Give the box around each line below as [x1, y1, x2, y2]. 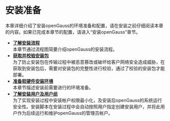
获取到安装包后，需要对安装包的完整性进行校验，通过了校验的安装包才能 [12, 65, 165, 71]
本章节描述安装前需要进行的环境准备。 [12, 84, 93, 90]
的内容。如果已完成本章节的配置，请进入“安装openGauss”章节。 [5, 29, 141, 35]
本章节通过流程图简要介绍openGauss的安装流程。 [12, 46, 117, 52]
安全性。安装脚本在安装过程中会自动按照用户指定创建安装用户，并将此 [12, 103, 161, 110]
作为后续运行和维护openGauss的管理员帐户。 [17, 110, 113, 116]
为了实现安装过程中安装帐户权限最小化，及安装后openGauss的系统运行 [12, 97, 162, 103]
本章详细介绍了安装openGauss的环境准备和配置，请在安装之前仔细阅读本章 [5, 22, 163, 29]
